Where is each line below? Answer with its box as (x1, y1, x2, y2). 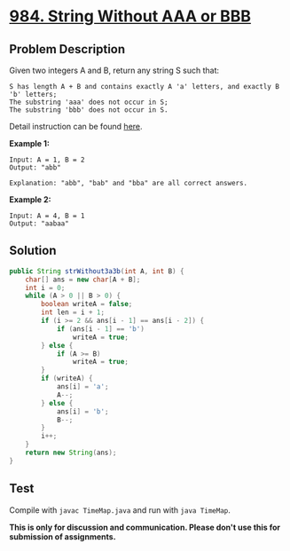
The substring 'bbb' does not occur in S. (9, 106, 169, 114)
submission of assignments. (9, 531, 117, 542)
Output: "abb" (9, 163, 62, 172)
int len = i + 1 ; (41, 308, 105, 317)
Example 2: (9, 194, 51, 205)
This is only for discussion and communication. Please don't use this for (9, 522, 281, 532)
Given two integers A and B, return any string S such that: (9, 65, 220, 75)
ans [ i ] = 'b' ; (56, 406, 109, 416)
